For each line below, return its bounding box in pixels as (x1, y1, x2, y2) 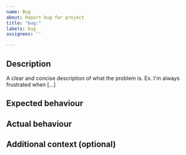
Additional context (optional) (6, 139, 116, 150)
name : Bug (6, 8, 31, 15)
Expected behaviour (6, 99, 83, 109)
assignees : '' (6, 31, 42, 37)
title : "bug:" (6, 20, 42, 26)
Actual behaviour (6, 118, 72, 129)
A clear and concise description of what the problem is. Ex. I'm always (6, 74, 180, 82)
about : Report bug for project (6, 14, 85, 20)
